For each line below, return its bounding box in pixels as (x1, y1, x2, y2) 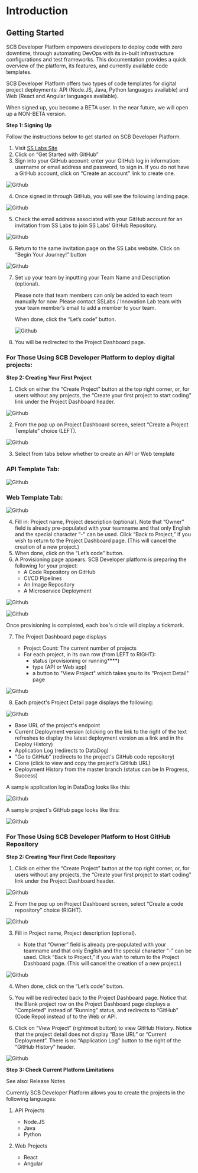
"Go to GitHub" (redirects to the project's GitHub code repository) (14, 753, 175, 760)
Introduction (6, 4, 69, 18)
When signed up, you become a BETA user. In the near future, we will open (6, 104, 189, 111)
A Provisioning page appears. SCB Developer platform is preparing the (14, 556, 187, 563)
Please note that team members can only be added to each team (14, 291, 173, 299)
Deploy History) (14, 740, 53, 747)
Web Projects (14, 1142, 48, 1149)
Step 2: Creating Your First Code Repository (6, 853, 116, 861)
